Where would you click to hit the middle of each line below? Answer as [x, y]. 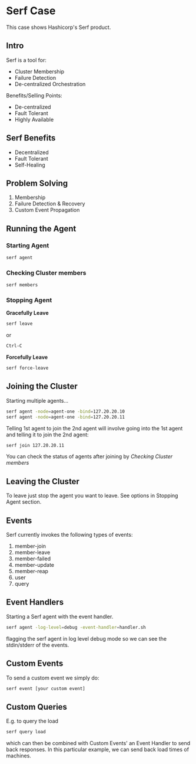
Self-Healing [30, 165]
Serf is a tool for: [26, 60]
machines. [19, 756]
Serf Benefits [31, 138]
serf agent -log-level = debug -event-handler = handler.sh [76, 627]
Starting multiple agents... [37, 400]
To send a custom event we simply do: [53, 678]
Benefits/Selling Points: [34, 95]
